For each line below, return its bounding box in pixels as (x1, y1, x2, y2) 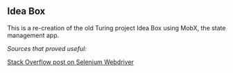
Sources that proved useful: (7, 44, 87, 52)
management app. (7, 31, 60, 39)
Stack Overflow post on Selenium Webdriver (7, 58, 134, 66)
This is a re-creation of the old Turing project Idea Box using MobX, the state (7, 23, 226, 32)
